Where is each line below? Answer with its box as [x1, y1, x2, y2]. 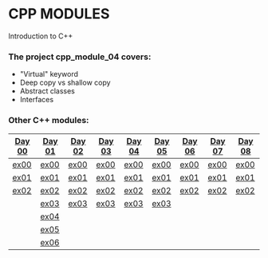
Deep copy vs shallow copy [19, 77, 111, 88]
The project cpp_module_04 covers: [8, 51, 152, 62]
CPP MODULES [8, 5, 110, 23]
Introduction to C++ [8, 31, 73, 41]
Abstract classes [19, 86, 76, 96]
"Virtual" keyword [19, 69, 78, 79]
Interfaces [19, 95, 54, 105]
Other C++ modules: [8, 115, 89, 126]
